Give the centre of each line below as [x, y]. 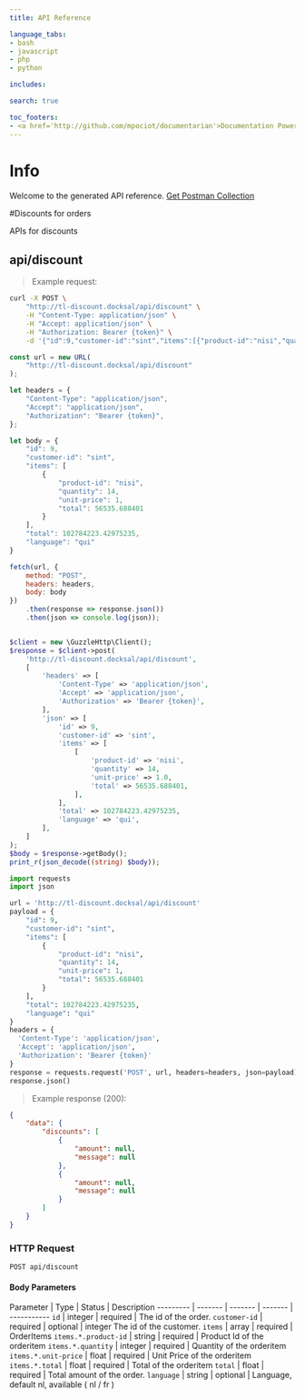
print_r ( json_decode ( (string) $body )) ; [85, 862]
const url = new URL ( [50, 357]
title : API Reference [50, 18]
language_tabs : [38, 34]
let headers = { [40, 391]
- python [26, 68]
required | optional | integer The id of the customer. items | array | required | [151, 1327]
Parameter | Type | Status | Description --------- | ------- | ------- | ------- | [151, 1307]
